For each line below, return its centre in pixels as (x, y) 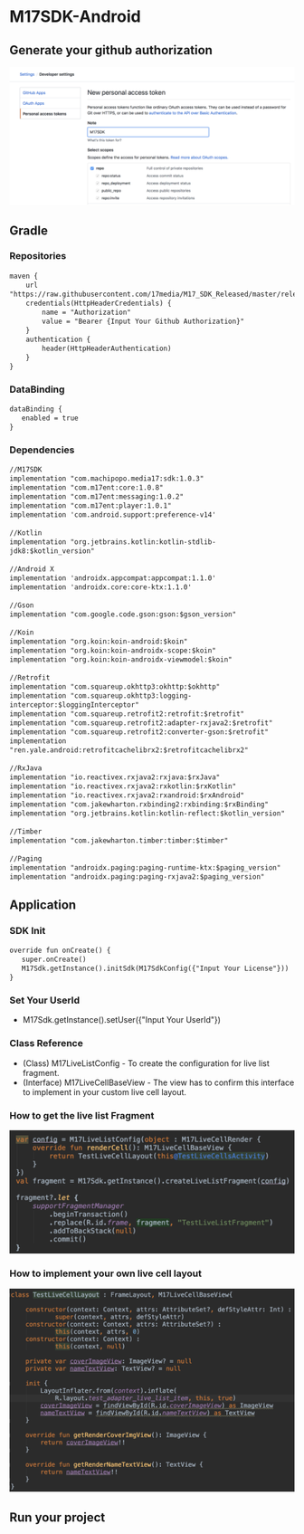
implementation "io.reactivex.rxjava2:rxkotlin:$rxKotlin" (123, 786)
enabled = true (50, 418)
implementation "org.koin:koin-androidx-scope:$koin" (113, 651)
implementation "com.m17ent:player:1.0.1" (90, 506)
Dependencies (42, 450)
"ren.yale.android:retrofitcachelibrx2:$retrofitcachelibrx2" (129, 750)
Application (43, 905)
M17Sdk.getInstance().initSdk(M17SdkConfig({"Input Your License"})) (155, 969)
